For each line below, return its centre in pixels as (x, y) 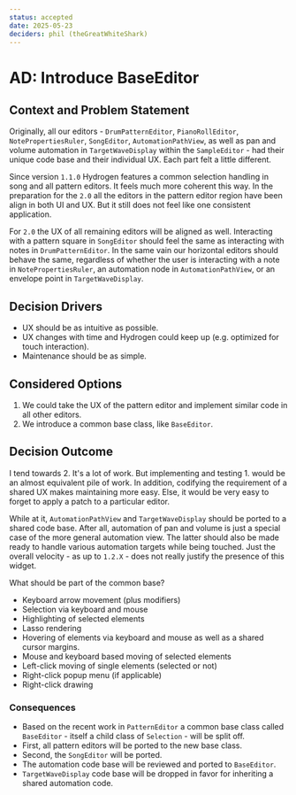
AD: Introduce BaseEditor (104, 77)
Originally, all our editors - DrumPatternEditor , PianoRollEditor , (124, 131)
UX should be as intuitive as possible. (90, 328)
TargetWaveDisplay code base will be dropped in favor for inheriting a (148, 774)
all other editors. (52, 414)
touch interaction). (56, 347)
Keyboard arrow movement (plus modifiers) (101, 599)
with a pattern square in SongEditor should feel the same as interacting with (147, 241)
